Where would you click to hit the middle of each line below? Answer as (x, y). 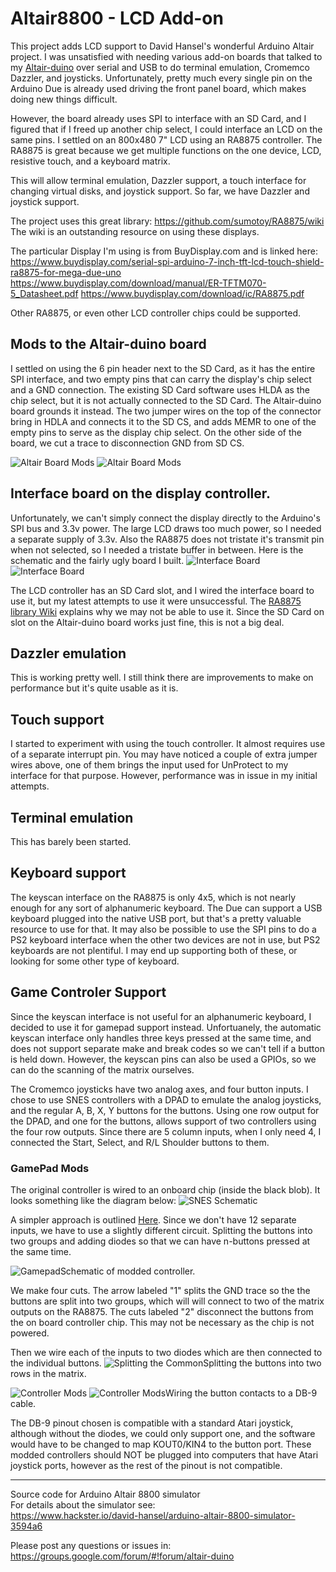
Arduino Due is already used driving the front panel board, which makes (158, 88)
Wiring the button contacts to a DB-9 (241, 1393)
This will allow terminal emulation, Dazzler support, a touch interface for (158, 180)
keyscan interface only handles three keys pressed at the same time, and (161, 1038)
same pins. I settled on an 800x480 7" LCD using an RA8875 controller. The (166, 139)
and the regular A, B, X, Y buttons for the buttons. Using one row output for (165, 1110)
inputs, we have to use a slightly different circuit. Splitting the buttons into (161, 1230)
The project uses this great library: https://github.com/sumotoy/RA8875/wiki (167, 221)
